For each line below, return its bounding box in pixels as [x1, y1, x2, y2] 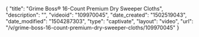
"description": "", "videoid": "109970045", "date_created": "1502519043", [5, 11, 187, 18]
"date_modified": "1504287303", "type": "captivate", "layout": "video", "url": [5, 18, 194, 24]
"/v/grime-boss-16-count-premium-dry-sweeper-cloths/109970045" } [5, 24, 180, 31]
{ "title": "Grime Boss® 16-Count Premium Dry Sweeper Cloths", [5, 5, 164, 12]
